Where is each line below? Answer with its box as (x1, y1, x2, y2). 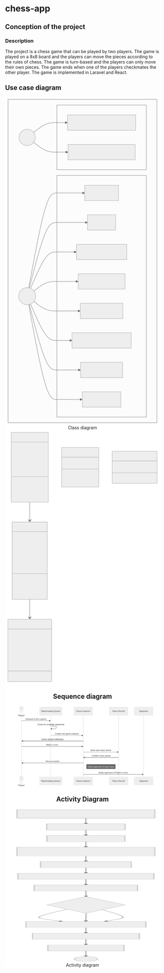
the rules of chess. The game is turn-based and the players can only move (5, 59, 156, 64)
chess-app (5, 3, 51, 14)
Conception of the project (5, 23, 85, 31)
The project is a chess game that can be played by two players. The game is (5, 48, 160, 54)
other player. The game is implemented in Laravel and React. (5, 69, 128, 75)
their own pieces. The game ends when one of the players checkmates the (5, 64, 157, 70)
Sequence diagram (53, 692, 112, 701)
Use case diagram (5, 84, 61, 92)
